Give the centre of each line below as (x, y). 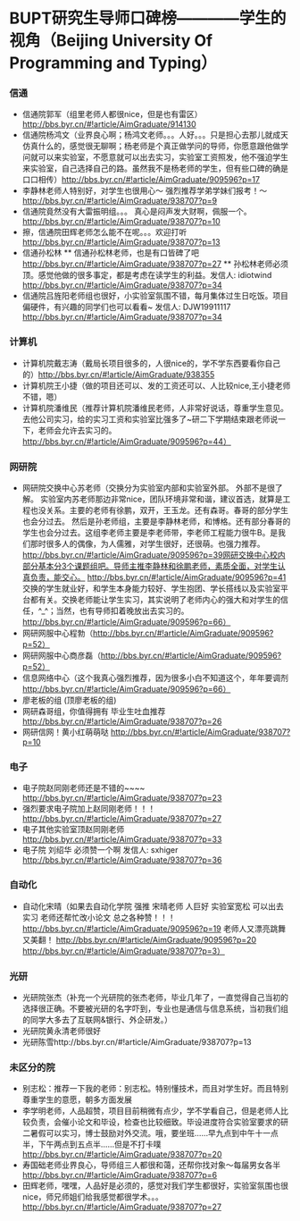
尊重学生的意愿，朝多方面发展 (77, 1099)
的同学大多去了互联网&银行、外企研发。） (97, 1019)
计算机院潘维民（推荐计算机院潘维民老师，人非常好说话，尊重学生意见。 (155, 408)
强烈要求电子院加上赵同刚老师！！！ (89, 809)
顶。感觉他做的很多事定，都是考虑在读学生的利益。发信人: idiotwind (147, 275)
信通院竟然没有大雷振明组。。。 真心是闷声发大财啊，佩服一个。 (137, 212)
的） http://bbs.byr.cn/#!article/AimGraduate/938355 (118, 374)
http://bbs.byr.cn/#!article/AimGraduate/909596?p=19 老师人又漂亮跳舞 (154, 928)
